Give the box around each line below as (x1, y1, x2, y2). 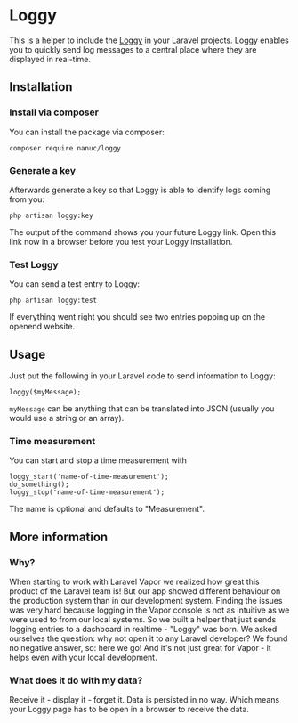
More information (9, 529, 109, 544)
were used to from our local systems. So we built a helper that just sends (9, 614, 277, 625)
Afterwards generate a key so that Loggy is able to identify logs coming (9, 184, 271, 195)
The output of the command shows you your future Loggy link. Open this (9, 226, 277, 237)
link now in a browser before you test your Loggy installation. (9, 236, 233, 247)
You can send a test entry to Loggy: (9, 279, 141, 289)
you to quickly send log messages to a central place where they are (9, 44, 257, 54)
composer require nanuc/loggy (9, 143, 122, 152)
